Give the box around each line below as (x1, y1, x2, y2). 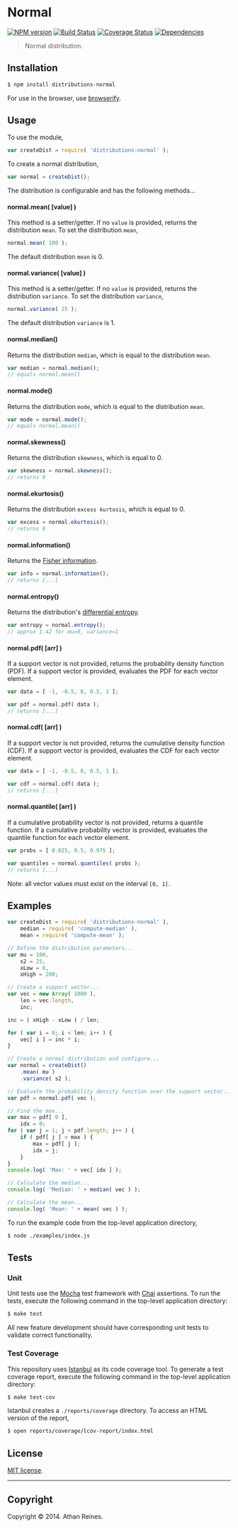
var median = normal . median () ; (7, 364, 100, 371)
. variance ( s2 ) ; (20, 1075, 72, 1082)
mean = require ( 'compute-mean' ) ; (20, 932, 125, 939)
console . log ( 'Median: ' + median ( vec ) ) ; (7, 1186, 141, 1194)
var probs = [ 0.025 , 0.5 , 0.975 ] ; (7, 846, 115, 854)
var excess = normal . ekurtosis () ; (7, 519, 110, 526)
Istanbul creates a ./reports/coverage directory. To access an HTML (7, 1407, 208, 1415)
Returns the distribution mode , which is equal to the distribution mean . (7, 402, 205, 410)
